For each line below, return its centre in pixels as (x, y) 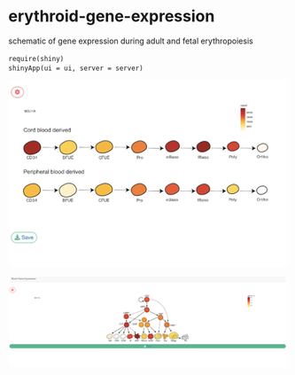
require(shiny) (36, 59)
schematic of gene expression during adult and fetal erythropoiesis (131, 41)
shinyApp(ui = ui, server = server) (76, 68)
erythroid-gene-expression (112, 16)
